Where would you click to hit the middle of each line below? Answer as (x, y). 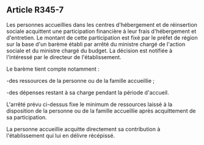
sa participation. (27, 117)
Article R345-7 (35, 10)
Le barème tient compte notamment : (53, 69)
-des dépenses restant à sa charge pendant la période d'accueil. (88, 92)
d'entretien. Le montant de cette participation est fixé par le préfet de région (102, 37)
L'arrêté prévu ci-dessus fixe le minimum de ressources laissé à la (89, 104)
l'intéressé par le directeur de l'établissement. (64, 57)
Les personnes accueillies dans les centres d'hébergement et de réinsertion (102, 24)
